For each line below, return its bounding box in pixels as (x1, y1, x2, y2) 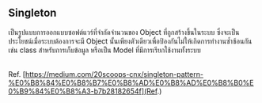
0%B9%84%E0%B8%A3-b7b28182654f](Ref (8, 86, 158, 96)
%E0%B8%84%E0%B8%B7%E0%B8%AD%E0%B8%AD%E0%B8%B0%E (8, 78, 255, 87)
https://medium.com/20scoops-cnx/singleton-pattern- (25, 69, 204, 78)
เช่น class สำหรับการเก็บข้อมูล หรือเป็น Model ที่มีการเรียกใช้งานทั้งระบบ (8, 45, 202, 55)
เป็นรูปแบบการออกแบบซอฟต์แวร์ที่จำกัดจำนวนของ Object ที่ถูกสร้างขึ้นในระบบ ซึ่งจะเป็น (8, 27, 240, 36)
